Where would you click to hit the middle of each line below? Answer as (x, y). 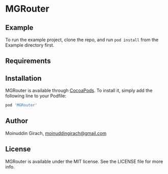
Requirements (28, 61)
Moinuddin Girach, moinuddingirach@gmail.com (56, 133)
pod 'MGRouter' (21, 105)
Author (17, 121)
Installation (23, 78)
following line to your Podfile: (36, 96)
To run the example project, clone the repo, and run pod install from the (82, 40)
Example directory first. (30, 45)
